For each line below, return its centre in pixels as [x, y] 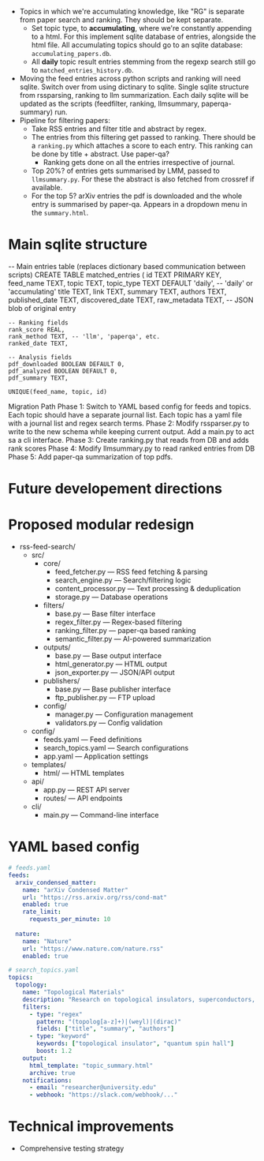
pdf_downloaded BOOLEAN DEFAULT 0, [67, 364]
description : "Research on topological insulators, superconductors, [139, 999]
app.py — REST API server [86, 790]
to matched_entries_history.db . [82, 70]
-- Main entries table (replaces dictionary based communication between [127, 266]
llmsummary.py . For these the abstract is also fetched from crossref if [143, 179]
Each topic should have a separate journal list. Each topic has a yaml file [125, 414]
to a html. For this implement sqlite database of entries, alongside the [143, 36]
